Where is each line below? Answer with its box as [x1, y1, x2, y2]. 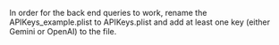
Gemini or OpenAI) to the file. [9, 26, 117, 36]
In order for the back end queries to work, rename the [9, 8, 207, 18]
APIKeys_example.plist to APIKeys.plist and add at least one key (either [9, 17, 271, 27]
